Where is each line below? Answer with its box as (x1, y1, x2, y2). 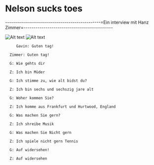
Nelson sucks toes (5, 3, 83, 14)
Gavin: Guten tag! (16, 43, 54, 48)
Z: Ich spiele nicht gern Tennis (9, 139, 78, 144)
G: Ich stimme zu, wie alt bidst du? (9, 78, 87, 83)
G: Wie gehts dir (9, 61, 45, 66)
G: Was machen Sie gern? (9, 113, 61, 118)
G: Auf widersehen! (9, 147, 50, 152)
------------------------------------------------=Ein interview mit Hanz (5, 19, 149, 25)
